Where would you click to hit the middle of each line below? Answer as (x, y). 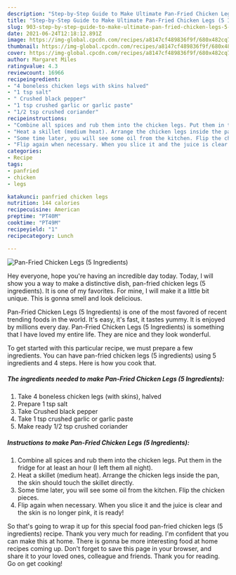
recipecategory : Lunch (40, 236)
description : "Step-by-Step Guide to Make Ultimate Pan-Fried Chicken (113, 14)
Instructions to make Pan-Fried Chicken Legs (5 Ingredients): (98, 443)
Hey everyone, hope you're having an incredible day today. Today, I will (110, 276)
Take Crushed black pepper (58, 412)
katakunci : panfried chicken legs (58, 197)
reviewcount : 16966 (36, 72)
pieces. (28, 498)
